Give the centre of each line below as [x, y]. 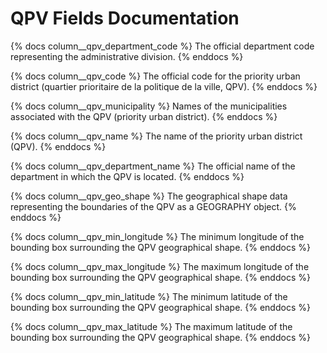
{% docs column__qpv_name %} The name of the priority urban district [156, 136]
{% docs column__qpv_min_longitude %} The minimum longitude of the [157, 236]
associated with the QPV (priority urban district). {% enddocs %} [144, 116]
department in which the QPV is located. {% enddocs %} [127, 176]
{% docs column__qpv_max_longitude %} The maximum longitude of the [160, 266]
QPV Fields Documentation [125, 18]
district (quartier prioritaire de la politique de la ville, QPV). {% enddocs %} [164, 86]
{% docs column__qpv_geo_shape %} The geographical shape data [149, 196]
